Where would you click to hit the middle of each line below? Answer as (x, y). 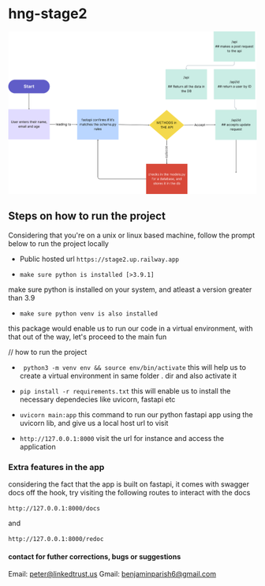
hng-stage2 (48, 14)
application (38, 446)
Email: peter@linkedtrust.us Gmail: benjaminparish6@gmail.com (112, 574)
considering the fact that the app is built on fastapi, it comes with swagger (129, 484)
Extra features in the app (56, 467)
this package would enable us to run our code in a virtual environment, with (131, 328)
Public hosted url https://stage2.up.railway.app (99, 259)
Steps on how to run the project (87, 216)
